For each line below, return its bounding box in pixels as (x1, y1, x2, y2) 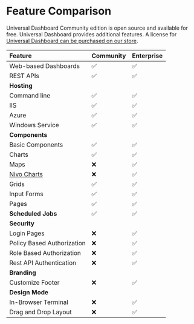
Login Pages (9, 229, 45, 237)
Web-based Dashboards (9, 62, 80, 70)
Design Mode (9, 288, 49, 296)
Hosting (9, 81, 33, 90)
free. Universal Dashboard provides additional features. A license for (6, 30, 177, 38)
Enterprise (132, 51, 163, 60)
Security (9, 219, 35, 228)
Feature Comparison (6, 4, 112, 18)
